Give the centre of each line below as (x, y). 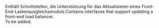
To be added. (18, 22)
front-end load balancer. (30, 17)
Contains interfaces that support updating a (109, 11)
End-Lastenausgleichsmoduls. (35, 11)
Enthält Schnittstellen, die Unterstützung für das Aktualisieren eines (73, 6)
